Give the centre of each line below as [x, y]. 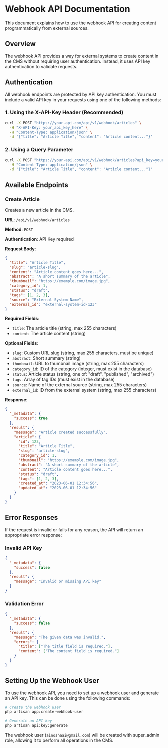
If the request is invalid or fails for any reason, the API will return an [74, 529]
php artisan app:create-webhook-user [44, 712]
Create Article [22, 199]
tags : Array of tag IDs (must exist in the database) [63, 379]
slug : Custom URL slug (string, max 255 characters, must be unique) [83, 353]
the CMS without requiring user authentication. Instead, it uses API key [78, 61]
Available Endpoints [37, 185]
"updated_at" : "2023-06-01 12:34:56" [58, 488]
